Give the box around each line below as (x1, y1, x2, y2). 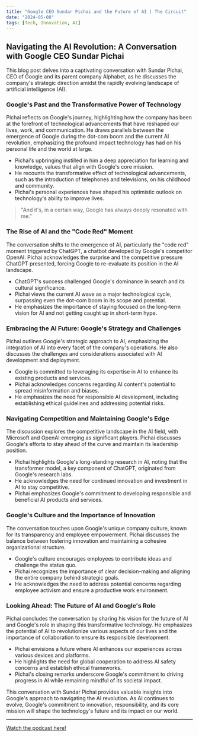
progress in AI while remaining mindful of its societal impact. (14, 676, 163, 684)
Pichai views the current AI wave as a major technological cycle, (14, 290, 172, 298)
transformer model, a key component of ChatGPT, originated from (14, 464, 176, 472)
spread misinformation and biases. (14, 387, 99, 394)
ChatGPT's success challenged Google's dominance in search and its (14, 277, 185, 285)
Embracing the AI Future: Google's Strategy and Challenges (6, 324, 181, 333)
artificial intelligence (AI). (6, 86, 67, 93)
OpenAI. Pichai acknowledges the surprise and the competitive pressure (6, 254, 183, 261)
